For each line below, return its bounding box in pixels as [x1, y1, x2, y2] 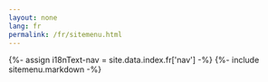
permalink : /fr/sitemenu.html [8, 30, 123, 39]
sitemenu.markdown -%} [8, 64, 101, 75]
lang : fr [8, 22, 42, 31]
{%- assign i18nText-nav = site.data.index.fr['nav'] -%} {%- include [8, 55, 260, 66]
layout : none [8, 13, 58, 23]
